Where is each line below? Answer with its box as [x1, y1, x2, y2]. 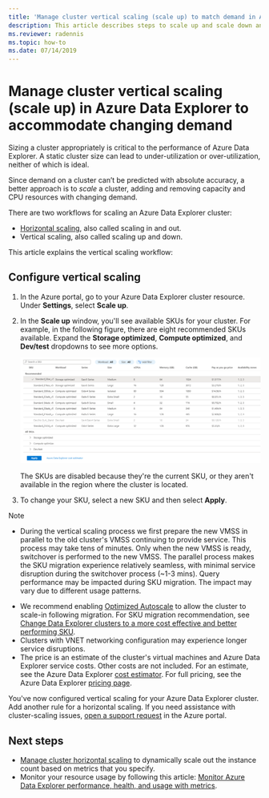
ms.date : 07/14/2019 [8, 46, 78, 55]
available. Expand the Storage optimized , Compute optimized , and [19, 332, 243, 342]
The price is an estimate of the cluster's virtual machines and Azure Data [19, 653, 260, 663]
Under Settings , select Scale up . [19, 300, 129, 310]
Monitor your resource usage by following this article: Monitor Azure [19, 772, 246, 782]
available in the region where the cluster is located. [19, 480, 188, 490]
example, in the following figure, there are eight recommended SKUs [19, 324, 247, 334]
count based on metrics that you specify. [19, 764, 156, 773]
